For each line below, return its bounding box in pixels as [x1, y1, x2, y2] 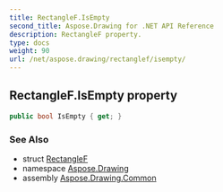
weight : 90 [9, 47, 50, 56]
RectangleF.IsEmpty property [9, 88, 177, 103]
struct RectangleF [21, 153, 88, 164]
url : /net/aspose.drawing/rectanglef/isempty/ [9, 55, 186, 64]
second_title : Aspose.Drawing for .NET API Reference [9, 22, 215, 31]
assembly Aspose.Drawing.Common [21, 172, 157, 183]
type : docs [9, 38, 50, 48]
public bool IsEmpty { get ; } [9, 111, 123, 121]
